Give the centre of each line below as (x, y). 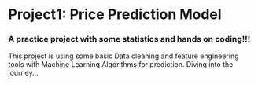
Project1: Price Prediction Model (115, 15)
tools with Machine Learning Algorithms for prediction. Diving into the (121, 65)
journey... (24, 73)
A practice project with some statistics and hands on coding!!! (129, 39)
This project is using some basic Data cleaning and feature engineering (123, 56)
